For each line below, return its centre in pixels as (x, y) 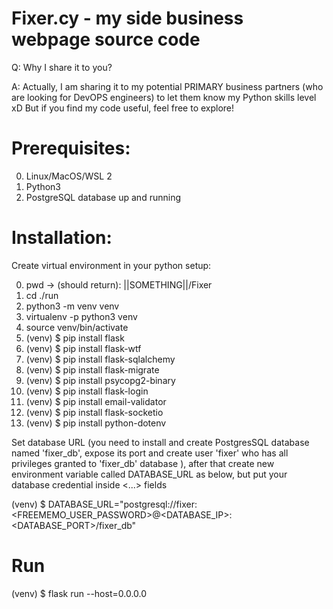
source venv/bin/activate (77, 327)
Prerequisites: (71, 148)
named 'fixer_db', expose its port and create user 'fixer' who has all (150, 453)
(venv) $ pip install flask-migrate (92, 369)
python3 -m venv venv (72, 306)
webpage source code (106, 39)
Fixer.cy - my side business (127, 18)
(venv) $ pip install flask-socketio (94, 412)
